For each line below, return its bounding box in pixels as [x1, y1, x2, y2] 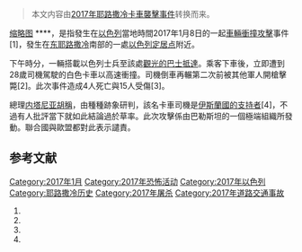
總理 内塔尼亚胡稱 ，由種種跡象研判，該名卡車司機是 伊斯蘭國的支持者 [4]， [9, 100, 280, 110]
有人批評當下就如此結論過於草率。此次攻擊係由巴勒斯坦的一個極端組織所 [16, 111, 285, 121]
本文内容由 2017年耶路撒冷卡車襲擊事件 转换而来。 [31, 9, 215, 19]
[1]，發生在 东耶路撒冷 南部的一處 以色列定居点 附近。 [9, 39, 200, 49]
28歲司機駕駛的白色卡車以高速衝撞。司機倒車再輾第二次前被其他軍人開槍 [9, 69, 280, 80]
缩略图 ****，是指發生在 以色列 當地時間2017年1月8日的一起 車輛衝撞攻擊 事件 [9, 28, 289, 39]
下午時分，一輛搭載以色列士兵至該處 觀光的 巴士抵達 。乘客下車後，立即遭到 [9, 58, 285, 68]
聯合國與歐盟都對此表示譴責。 [24, 122, 136, 133]
